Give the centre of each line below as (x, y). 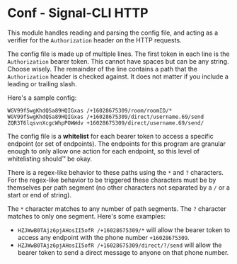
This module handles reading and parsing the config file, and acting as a (113, 33)
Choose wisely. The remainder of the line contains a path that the (103, 69)
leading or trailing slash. (42, 84)
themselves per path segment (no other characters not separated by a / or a (118, 187)
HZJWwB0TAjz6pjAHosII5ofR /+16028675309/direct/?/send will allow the (120, 245)
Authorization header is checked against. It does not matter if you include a (118, 76)
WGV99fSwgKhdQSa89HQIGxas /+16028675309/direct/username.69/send (105, 117)
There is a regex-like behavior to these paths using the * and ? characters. (116, 172)
